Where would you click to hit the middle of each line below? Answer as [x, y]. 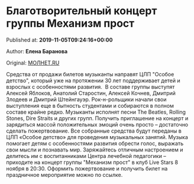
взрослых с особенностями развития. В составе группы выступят [90, 86]
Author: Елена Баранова [37, 51]
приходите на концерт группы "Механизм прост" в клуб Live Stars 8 [92, 162]
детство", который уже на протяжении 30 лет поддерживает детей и [93, 80]
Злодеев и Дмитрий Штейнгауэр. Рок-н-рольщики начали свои [86, 99]
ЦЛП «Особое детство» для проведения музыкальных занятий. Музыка [97, 137]
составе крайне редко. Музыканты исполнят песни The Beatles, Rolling [96, 112]
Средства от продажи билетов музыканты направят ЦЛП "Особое [90, 74]
